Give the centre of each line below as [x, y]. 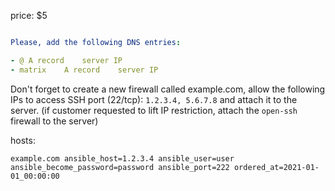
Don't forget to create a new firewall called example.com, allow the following [168, 89]
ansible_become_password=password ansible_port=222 [120, 167]
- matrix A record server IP [84, 70]
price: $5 [29, 15]
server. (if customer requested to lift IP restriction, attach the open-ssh [154, 110]
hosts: [23, 140]
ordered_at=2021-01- [276, 167]
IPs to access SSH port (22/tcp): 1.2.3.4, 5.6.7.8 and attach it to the [154, 99]
